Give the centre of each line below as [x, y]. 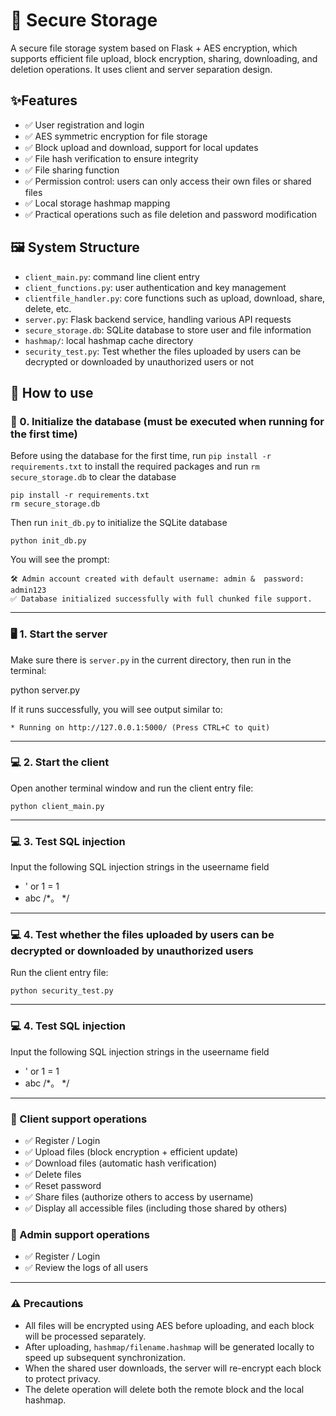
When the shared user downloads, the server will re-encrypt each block [173, 1368]
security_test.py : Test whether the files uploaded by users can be [163, 351]
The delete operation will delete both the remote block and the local [164, 1389]
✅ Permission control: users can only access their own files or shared [168, 181]
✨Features [44, 100]
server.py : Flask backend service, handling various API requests [158, 319]
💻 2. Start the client [60, 762]
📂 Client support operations [79, 1119]
